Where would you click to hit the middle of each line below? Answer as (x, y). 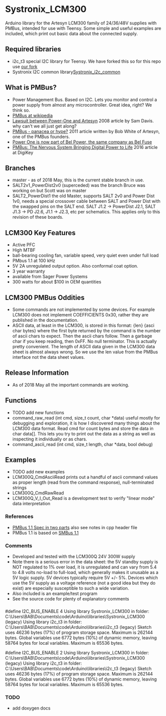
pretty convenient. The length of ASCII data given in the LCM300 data (83, 347)
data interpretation (31, 504)
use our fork (25, 66)
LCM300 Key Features (40, 233)
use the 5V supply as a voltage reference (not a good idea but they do (84, 583)
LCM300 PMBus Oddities (45, 297)
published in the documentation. (45, 320)
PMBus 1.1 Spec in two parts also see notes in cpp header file (75, 527)
